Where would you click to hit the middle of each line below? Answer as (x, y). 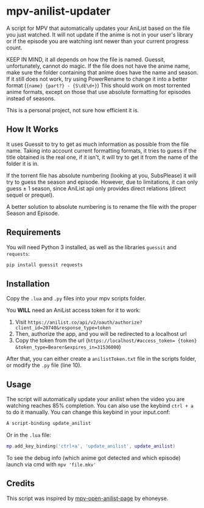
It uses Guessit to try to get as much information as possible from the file (98, 144)
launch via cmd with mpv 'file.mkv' (51, 464)
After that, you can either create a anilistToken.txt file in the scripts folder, (101, 359)
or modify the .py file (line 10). (44, 365)
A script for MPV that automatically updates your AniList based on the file (98, 28)
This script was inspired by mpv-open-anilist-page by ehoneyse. (87, 498)
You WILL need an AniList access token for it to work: (74, 310)
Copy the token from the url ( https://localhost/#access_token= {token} (106, 341)
